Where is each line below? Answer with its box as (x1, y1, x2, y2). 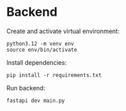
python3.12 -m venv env (6, 40, 75, 47)
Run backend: (6, 83, 46, 92)
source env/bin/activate (6, 46, 77, 53)
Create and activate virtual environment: (6, 27, 120, 35)
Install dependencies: (6, 58, 67, 66)
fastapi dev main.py (6, 97, 66, 104)
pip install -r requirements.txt (6, 72, 102, 79)
